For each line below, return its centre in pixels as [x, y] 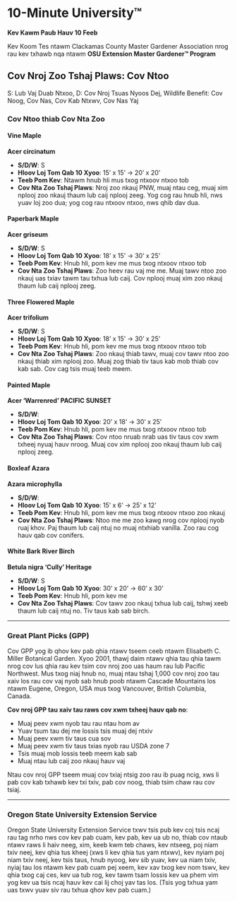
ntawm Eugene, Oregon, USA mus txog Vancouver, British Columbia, [107, 689]
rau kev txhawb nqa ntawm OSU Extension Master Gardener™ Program [112, 54]
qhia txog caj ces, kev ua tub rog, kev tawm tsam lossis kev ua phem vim [113, 875]
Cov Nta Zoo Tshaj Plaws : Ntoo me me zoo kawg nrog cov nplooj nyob [121, 520]
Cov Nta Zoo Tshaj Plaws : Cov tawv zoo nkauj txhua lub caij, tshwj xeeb [123, 603]
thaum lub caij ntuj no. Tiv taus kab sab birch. [84, 611]
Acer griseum [28, 235]
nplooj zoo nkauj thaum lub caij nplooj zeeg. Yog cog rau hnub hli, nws [120, 195]
